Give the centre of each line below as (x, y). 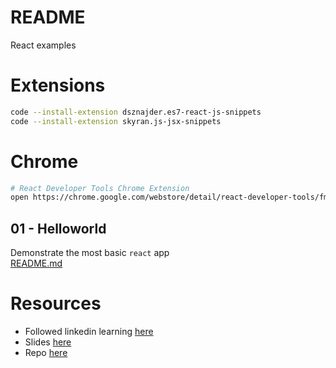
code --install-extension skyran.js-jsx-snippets (116, 121)
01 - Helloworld (58, 228)
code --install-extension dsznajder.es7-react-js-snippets (136, 112)
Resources (56, 303)
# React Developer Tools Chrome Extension (100, 188)
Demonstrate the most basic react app (90, 253)
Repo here (46, 353)
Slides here (48, 342)
